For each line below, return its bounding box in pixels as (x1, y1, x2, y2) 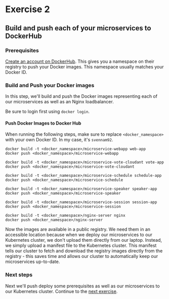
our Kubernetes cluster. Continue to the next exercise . (5, 288, 118, 294)
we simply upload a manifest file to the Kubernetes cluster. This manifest (5, 242, 157, 249)
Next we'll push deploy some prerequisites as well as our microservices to (5, 283, 160, 289)
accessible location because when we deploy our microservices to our (5, 232, 153, 238)
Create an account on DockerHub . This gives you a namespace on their (5, 58, 154, 64)
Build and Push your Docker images (5, 82, 95, 89)
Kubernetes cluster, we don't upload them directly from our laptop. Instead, (5, 237, 162, 243)
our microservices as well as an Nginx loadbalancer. (5, 99, 114, 105)
